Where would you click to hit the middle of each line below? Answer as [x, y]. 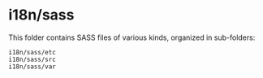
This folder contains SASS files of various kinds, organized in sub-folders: [132, 37]
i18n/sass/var [32, 67]
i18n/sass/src [32, 59]
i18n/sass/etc [32, 52]
